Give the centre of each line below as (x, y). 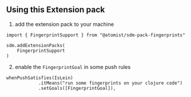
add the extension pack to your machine (64, 24)
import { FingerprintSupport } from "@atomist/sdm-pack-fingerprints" (96, 35)
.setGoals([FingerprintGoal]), (77, 88)
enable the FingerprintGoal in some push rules (73, 67)
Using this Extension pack (56, 10)
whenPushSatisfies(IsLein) (40, 78)
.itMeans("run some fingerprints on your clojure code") (110, 83)
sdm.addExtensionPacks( (36, 45)
